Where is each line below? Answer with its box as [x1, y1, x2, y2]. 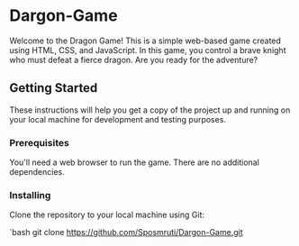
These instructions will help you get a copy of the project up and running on [9, 105, 291, 115]
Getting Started [9, 80, 98, 96]
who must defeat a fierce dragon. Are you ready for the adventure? [9, 54, 258, 65]
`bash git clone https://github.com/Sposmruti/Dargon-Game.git [9, 227, 243, 238]
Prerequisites [9, 136, 69, 149]
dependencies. [9, 167, 65, 178]
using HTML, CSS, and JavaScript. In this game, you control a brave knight [9, 44, 286, 55]
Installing [9, 188, 51, 201]
